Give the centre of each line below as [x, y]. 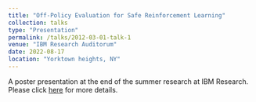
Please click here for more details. [63, 89]
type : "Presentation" [43, 30]
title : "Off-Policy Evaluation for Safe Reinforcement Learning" [117, 15]
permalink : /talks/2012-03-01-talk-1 [70, 37]
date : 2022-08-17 [36, 52]
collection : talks [38, 23]
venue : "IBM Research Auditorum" [63, 45]
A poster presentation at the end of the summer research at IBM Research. [128, 81]
